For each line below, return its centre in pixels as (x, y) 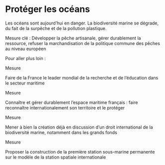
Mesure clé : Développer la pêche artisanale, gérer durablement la (73, 38)
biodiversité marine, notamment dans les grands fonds (61, 132)
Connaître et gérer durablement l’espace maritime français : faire (72, 102)
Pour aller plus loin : (25, 58)
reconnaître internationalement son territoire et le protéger (65, 107)
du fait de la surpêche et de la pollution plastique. (56, 28)
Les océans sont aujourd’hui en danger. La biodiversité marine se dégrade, (82, 23)
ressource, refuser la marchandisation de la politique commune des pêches (83, 43)
